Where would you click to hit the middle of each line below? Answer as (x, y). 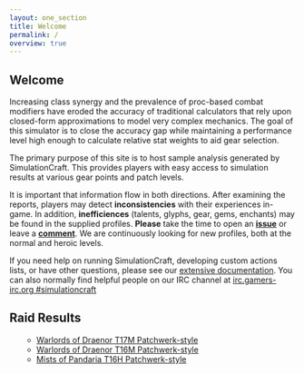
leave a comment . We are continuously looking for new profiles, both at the (151, 233)
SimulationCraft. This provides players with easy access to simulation (139, 168)
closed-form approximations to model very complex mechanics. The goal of (151, 121)
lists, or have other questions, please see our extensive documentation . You (151, 271)
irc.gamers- (255, 280)
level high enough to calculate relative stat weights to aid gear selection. (144, 141)
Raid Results (45, 318)
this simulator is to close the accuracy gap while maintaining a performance (151, 131)
